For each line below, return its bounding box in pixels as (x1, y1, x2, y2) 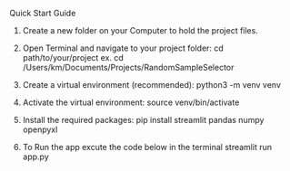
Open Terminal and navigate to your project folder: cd (22, 43, 225, 53)
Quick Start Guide (9, 8, 76, 18)
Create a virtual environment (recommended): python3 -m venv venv (22, 80, 282, 90)
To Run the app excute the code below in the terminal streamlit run (22, 142, 273, 152)
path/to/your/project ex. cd (22, 52, 125, 62)
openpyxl (22, 124, 58, 135)
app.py (22, 151, 50, 162)
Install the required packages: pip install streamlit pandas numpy (22, 115, 265, 125)
